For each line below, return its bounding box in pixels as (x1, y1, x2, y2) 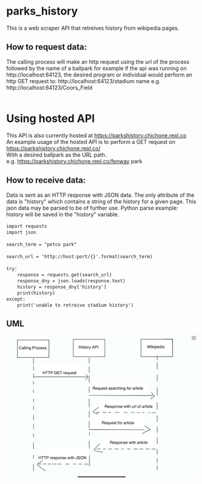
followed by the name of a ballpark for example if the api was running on (6, 64, 187, 72)
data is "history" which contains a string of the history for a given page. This (6, 197, 197, 205)
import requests (6, 223, 47, 229)
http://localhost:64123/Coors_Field (6, 84, 93, 91)
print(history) (17, 290, 56, 296)
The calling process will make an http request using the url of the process (6, 58, 189, 65)
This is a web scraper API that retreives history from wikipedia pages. (6, 24, 180, 32)
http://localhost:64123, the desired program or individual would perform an (6, 71, 192, 78)
